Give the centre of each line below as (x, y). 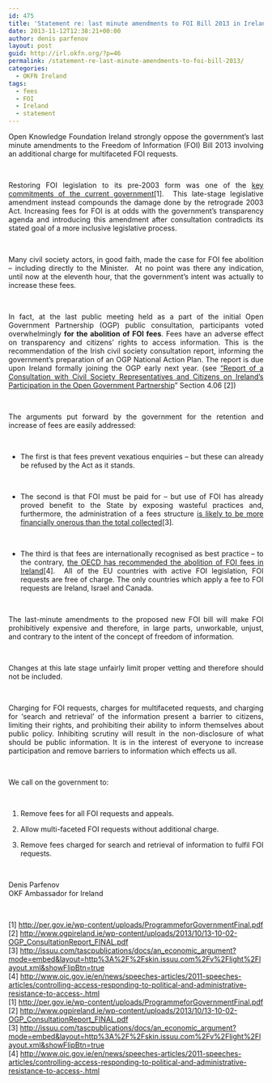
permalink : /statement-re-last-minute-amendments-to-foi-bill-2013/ (126, 61)
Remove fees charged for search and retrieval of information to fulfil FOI (142, 845)
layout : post (30, 46)
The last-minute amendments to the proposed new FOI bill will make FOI (136, 619)
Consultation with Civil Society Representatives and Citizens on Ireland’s (136, 377)
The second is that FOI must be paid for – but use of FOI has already (142, 497)
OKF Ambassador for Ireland (56, 893)
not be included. (36, 677)
